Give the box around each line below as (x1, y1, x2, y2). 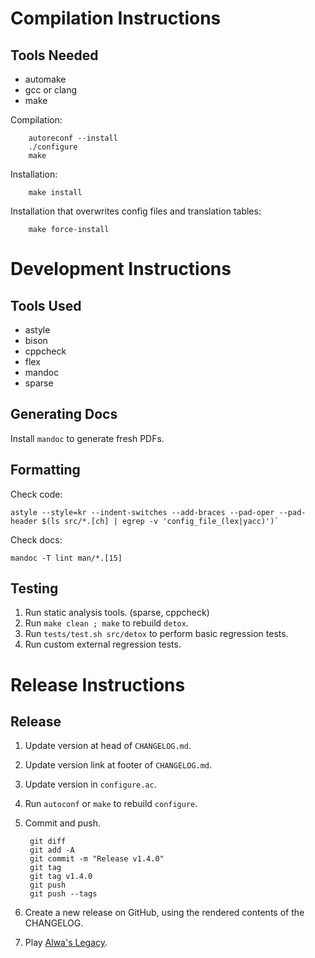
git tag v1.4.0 (29, 872, 93, 882)
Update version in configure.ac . (24, 778, 157, 791)
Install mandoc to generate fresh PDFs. (10, 432, 165, 444)
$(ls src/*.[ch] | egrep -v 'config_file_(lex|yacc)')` (41, 516, 280, 526)
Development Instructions (10, 258, 232, 281)
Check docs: (10, 533, 63, 546)
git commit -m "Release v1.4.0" (29, 854, 165, 864)
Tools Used (10, 297, 82, 314)
